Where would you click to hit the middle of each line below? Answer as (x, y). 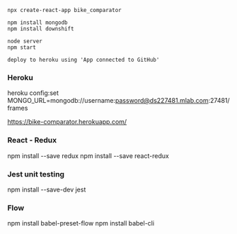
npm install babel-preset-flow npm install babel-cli (81, 223)
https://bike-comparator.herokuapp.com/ (67, 122)
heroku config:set (33, 93)
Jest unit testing (36, 174)
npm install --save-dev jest (47, 189)
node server (25, 41)
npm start (22, 48)
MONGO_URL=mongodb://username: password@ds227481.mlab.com (108, 101)
